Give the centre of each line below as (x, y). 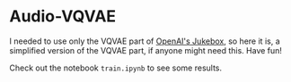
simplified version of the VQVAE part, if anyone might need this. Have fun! (146, 50)
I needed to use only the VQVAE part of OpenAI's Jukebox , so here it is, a (145, 41)
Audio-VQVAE (63, 16)
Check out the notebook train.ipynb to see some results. (116, 68)
